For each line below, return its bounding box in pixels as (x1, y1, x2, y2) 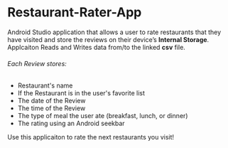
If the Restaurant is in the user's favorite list (17, 89, 146, 97)
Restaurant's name (17, 81, 73, 90)
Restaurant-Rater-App (7, 4, 142, 21)
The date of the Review (17, 97, 86, 105)
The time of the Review (17, 104, 86, 112)
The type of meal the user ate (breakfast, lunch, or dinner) (17, 112, 188, 120)
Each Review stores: (7, 59, 67, 68)
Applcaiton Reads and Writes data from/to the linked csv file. (7, 43, 186, 51)
